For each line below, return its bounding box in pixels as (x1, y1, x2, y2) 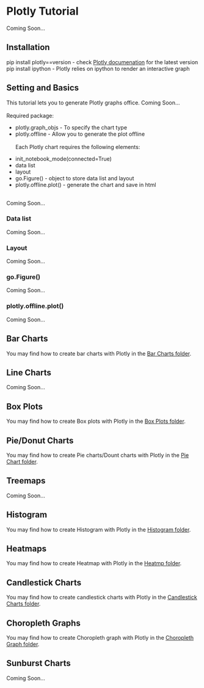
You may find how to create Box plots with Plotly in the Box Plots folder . (6, 417, 186, 425)
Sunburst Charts (6, 658, 71, 668)
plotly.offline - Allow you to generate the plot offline (15, 130, 145, 137)
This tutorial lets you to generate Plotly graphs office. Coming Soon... (6, 99, 180, 106)
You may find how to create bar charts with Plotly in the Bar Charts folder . (6, 349, 191, 357)
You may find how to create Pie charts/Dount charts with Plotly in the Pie (6, 452, 189, 459)
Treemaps (6, 475, 46, 486)
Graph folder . (6, 640, 40, 648)
